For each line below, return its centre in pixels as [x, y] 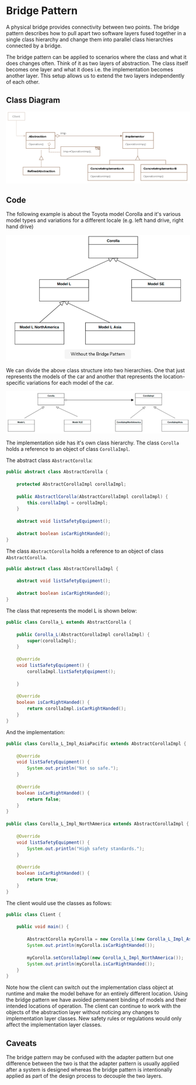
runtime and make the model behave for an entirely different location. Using [97, 994]
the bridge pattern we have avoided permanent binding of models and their [96, 1000]
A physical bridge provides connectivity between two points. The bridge [93, 27]
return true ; [43, 879]
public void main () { [43, 927]
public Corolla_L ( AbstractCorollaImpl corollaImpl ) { [83, 634]
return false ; [44, 799]
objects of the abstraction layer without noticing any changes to [83, 1012]
